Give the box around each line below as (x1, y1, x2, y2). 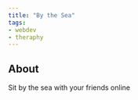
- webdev (8, 26, 37, 34)
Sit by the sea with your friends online (8, 83, 131, 92)
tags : (8, 19, 26, 27)
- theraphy (8, 33, 44, 41)
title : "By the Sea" (8, 11, 76, 20)
